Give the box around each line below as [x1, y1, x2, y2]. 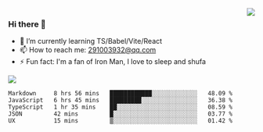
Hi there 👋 [8, 19, 47, 30]
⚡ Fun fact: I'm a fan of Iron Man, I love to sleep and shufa [19, 57, 206, 66]
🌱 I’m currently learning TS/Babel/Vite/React [19, 37, 163, 46]
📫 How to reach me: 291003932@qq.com [19, 45, 157, 55]
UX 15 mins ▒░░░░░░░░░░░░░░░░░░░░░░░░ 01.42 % [8, 117, 233, 125]
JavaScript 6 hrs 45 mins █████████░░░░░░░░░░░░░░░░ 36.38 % [8, 97, 233, 105]
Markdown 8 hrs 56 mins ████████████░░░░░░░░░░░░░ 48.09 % [8, 90, 233, 98]
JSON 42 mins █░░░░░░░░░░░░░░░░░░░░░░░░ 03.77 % [8, 110, 233, 118]
